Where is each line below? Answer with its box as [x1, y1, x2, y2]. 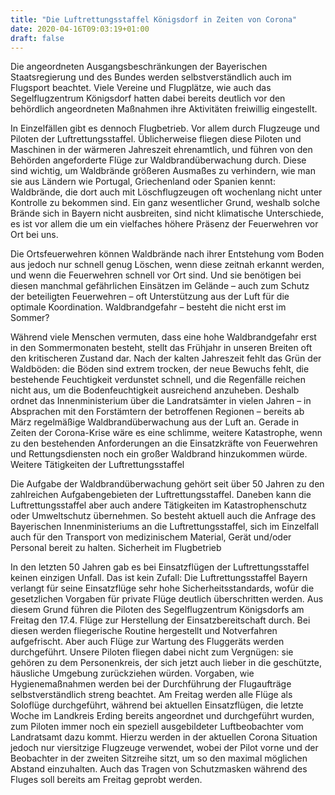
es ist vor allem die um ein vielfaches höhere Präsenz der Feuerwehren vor [10, 218, 319, 230]
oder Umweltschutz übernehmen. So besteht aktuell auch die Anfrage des [10, 510, 317, 522]
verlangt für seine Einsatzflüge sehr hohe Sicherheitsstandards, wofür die [10, 582, 315, 595]
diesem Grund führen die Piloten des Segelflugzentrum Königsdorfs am [10, 604, 305, 616]
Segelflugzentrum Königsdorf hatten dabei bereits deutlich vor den [10, 92, 286, 105]
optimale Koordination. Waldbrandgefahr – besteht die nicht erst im [10, 301, 287, 313]
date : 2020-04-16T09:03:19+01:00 [10, 24, 150, 34]
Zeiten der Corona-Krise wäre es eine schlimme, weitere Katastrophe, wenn [10, 427, 323, 439]
